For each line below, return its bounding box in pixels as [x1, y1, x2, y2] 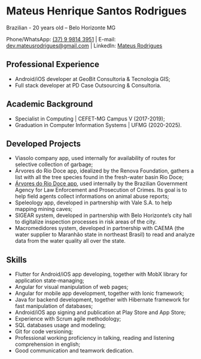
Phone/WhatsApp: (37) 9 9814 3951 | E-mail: [6, 35, 116, 43]
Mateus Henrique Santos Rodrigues [6, 4, 187, 18]
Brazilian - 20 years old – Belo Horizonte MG [6, 24, 116, 31]
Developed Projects [6, 138, 81, 149]
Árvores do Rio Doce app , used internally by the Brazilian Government [14, 180, 188, 187]
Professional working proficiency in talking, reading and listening [14, 334, 175, 342]
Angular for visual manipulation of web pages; [14, 283, 129, 291]
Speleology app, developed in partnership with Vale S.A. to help [14, 199, 172, 206]
